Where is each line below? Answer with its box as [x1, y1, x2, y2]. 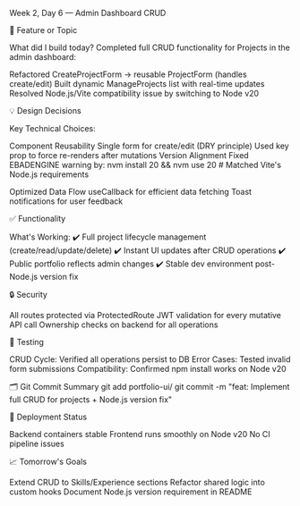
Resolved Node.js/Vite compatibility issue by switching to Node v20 [9, 89, 260, 98]
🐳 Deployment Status [9, 411, 88, 422]
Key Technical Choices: [9, 123, 96, 133]
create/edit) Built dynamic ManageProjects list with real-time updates [9, 79, 265, 89]
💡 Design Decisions [9, 105, 82, 115]
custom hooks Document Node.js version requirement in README [9, 486, 253, 497]
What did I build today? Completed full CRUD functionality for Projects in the [9, 42, 291, 53]
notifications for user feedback [9, 196, 124, 207]
